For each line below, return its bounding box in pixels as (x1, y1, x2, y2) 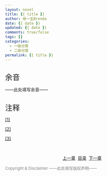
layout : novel (5, 7, 34, 12)
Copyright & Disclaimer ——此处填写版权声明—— (5, 166, 97, 171)
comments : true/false (5, 30, 49, 35)
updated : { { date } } (5, 25, 47, 30)
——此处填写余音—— (5, 87, 48, 93)
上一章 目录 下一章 (63, 155, 102, 161)
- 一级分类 (9, 44, 29, 48)
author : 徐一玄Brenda (5, 16, 47, 21)
